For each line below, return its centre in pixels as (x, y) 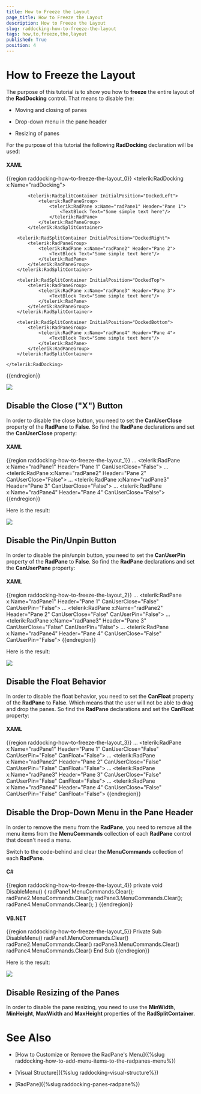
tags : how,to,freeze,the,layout (46, 34)
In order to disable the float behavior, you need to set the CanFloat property (100, 696)
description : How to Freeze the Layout (56, 23)
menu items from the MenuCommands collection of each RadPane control (99, 833)
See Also (29, 1038)
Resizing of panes (37, 133)
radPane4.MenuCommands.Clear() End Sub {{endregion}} (78, 951)
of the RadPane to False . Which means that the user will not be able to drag (100, 703)
